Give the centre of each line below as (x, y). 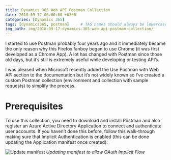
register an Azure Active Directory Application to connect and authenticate (83, 126)
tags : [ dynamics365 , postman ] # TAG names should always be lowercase (86, 24)
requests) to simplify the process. (40, 86)
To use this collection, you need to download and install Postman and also (83, 121)
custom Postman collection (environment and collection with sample (77, 81)
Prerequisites (34, 106)
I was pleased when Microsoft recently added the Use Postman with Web (82, 70)
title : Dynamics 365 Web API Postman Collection (58, 10)
